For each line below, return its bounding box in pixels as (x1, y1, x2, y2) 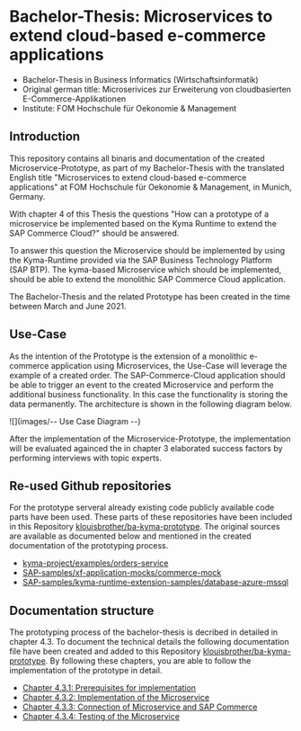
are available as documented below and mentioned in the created (9, 530, 252, 541)
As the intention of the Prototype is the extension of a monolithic (9, 351, 248, 361)
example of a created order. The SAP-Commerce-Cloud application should (9, 370, 286, 380)
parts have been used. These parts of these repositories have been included (9, 512, 293, 522)
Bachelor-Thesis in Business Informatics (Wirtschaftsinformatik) (22, 74, 259, 85)
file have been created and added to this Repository (9, 646, 201, 657)
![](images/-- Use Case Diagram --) (9, 415, 141, 426)
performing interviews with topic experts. (9, 452, 162, 463)
